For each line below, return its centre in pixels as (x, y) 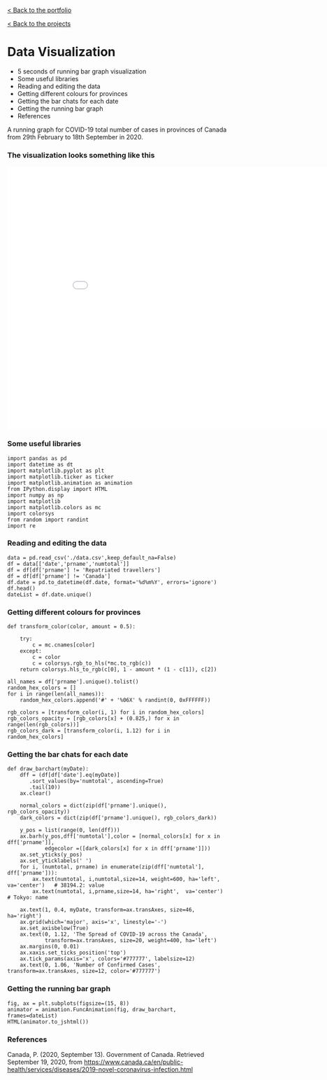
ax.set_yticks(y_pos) (51, 855)
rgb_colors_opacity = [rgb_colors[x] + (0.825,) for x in (93, 719)
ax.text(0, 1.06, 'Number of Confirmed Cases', (90, 965)
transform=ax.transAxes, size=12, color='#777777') (84, 971)
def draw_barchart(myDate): (48, 769)
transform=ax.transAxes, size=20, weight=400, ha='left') (131, 941)
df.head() (22, 588)
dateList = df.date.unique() (50, 595)
